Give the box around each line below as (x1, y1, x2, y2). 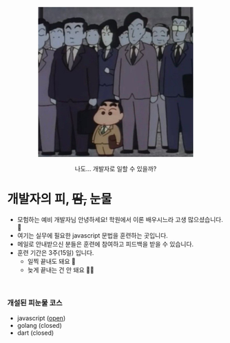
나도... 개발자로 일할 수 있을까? (74, 165, 157, 173)
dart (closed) (17, 329, 54, 337)
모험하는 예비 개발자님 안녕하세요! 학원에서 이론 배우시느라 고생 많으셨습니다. (17, 215, 224, 223)
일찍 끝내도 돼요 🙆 (27, 257, 76, 265)
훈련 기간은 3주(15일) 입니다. (17, 248, 94, 257)
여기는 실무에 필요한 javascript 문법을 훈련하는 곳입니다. (17, 231, 169, 240)
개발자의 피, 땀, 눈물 (7, 191, 112, 207)
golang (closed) (17, 322, 62, 330)
